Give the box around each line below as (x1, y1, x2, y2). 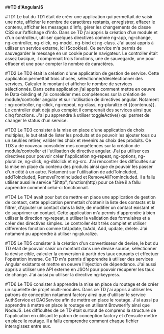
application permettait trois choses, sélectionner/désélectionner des (5, 76, 143, 81)
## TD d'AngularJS (5, 4, 43, 10)
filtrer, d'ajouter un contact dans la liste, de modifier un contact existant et (5, 204, 155, 210)
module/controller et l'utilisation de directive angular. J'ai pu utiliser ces (5, 148, 150, 154)
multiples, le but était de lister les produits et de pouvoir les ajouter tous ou (5, 133, 156, 138)
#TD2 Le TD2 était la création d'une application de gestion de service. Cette (5, 70, 160, 76)
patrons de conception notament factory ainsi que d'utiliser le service (5, 292, 146, 298)
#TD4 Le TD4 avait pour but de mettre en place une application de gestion (5, 194, 156, 200)
